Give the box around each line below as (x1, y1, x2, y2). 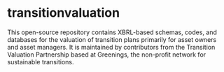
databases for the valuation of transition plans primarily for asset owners (7, 35, 217, 43)
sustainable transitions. (7, 57, 74, 66)
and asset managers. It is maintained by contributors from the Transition (7, 43, 216, 51)
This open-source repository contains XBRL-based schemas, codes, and (7, 28, 217, 36)
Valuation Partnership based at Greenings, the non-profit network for (7, 50, 206, 59)
